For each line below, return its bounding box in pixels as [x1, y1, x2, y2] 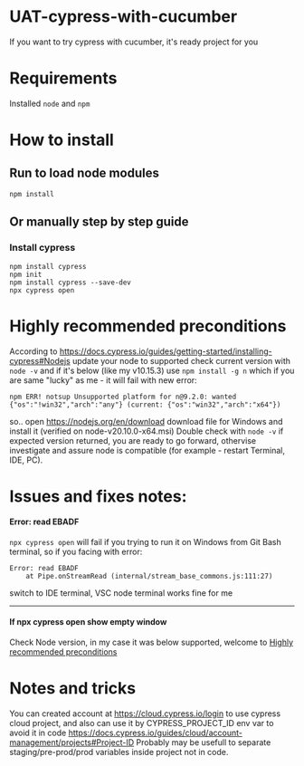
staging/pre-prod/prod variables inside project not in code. [9, 747, 229, 758]
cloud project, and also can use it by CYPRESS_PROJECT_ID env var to [9, 718, 274, 729]
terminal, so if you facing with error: [9, 546, 143, 557]
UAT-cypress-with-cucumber [9, 6, 238, 27]
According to [9, 346, 58, 357]
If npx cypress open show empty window [9, 617, 167, 627]
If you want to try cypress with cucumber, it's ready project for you [9, 36, 259, 47]
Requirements [9, 68, 118, 89]
